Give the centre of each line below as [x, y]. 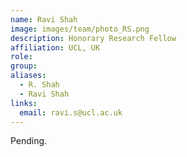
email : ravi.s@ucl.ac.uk [71, 112]
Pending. [29, 141]
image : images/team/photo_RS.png [80, 29]
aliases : [28, 76]
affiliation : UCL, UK [55, 47]
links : [24, 103]
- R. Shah [39, 85]
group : [24, 66]
